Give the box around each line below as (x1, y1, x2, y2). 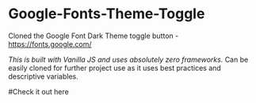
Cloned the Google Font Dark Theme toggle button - (8, 31, 179, 40)
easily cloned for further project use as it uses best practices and (8, 63, 222, 72)
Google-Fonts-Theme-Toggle (8, 5, 205, 23)
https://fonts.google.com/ (8, 39, 93, 48)
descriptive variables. (8, 71, 79, 81)
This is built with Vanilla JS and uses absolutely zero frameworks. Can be (8, 55, 249, 64)
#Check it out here (8, 86, 69, 96)
